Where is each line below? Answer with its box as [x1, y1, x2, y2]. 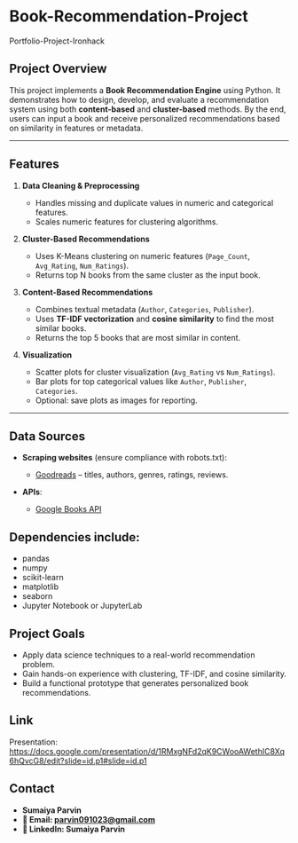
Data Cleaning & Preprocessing [21, 180, 140, 191]
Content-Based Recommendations [21, 287, 153, 297]
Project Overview [9, 61, 107, 76]
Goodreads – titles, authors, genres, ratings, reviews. [35, 469, 229, 480]
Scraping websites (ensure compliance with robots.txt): [21, 453, 228, 463]
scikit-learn [21, 572, 64, 583]
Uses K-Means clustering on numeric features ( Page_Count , [35, 250, 251, 261]
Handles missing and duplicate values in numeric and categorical [35, 197, 274, 208]
